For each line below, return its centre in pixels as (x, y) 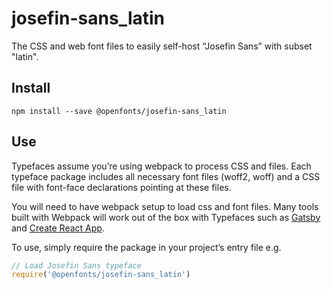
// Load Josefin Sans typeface (76, 265)
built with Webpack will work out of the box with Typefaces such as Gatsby (166, 217)
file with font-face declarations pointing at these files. (121, 187)
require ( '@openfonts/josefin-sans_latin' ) (101, 275)
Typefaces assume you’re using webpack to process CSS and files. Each (161, 166)
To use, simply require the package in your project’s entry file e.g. (146, 247)
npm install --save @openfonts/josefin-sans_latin (119, 111)
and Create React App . (58, 228)
